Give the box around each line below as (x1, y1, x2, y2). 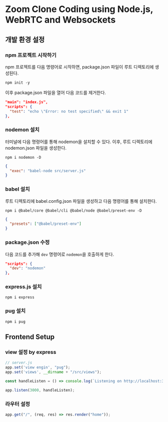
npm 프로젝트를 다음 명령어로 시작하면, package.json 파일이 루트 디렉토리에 (5, 64, 154, 70)
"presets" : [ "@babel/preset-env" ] (9, 221, 81, 226)
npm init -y (5, 80, 30, 85)
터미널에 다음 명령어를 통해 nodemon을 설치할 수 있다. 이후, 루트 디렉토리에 (5, 139, 152, 145)
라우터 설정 (5, 400, 30, 407)
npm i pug (5, 319, 26, 324)
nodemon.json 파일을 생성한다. (5, 145, 66, 151)
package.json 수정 (5, 239, 50, 246)
